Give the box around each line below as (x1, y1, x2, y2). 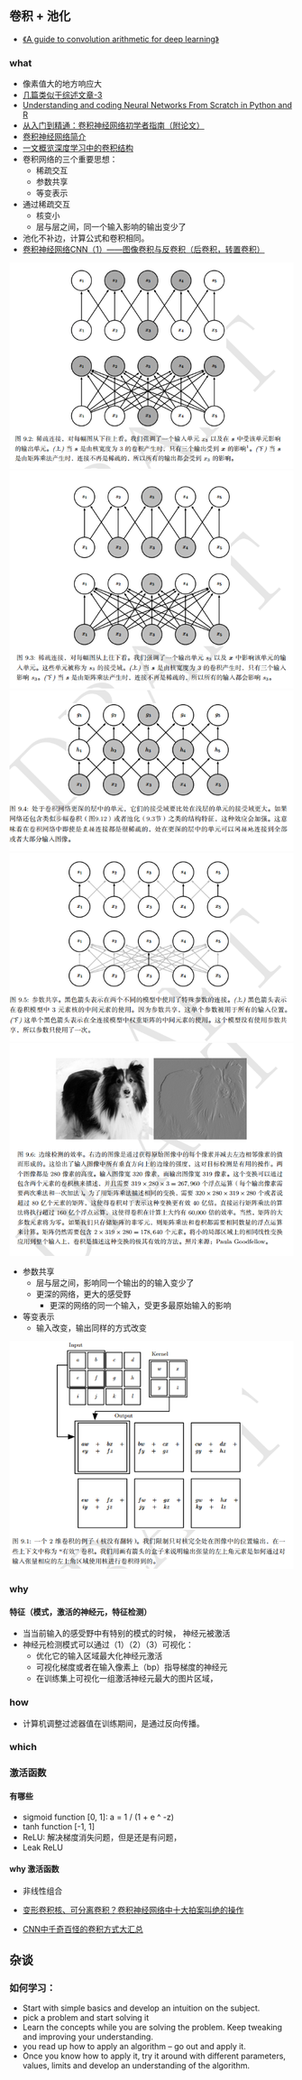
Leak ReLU (22, 1842, 63, 1853)
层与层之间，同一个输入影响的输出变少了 (35, 222, 187, 233)
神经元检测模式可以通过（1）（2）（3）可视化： (22, 1639, 194, 1650)
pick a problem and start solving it (22, 2012, 150, 2023)
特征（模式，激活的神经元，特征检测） (9, 1606, 151, 1617)
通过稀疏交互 (22, 199, 70, 210)
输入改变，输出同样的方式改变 (35, 1323, 147, 1333)
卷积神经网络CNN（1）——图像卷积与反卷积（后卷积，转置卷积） (22, 244, 265, 255)
